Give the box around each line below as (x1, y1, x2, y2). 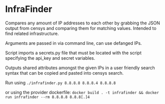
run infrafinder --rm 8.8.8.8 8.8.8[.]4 (5, 95, 90, 100)
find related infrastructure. (5, 30, 59, 36)
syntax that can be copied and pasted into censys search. (5, 70, 124, 76)
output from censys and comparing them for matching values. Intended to (5, 25, 157, 31)
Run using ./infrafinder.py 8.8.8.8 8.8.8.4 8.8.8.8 (5, 80, 116, 86)
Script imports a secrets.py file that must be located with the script (5, 50, 142, 56)
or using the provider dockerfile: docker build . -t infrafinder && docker (5, 89, 159, 95)
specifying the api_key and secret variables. (5, 55, 95, 61)
